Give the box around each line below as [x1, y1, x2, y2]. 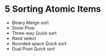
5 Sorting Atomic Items [4, 3, 101, 15]
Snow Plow [11, 25, 35, 30]
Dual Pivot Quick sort [11, 46, 55, 52]
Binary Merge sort [11, 20, 49, 26]
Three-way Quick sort [11, 30, 57, 36]
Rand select [11, 35, 37, 41]
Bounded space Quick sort [11, 40, 67, 46]
